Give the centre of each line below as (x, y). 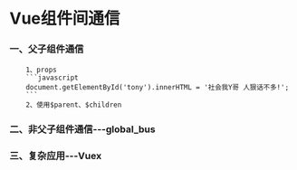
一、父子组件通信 (47, 49)
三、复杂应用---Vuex (56, 156)
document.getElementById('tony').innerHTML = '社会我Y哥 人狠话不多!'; (158, 88)
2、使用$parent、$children (74, 105)
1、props (41, 70)
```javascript (52, 78)
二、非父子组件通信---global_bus (82, 129)
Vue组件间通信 (65, 19)
